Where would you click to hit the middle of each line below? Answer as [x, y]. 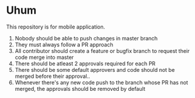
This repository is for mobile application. [56, 27]
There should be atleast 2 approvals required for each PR [85, 64]
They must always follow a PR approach [64, 45]
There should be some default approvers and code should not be [95, 69]
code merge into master [44, 57]
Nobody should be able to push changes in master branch [86, 38]
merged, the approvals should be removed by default [80, 88]
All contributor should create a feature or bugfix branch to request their [102, 50]
